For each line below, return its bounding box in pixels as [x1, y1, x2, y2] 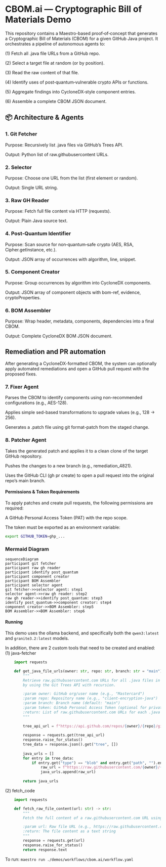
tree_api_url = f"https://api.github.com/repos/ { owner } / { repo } [23, 724, 156, 729]
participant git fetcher [5, 561, 56, 566]
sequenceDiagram [5, 556, 39, 562]
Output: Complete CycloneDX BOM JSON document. [5, 333, 113, 339]
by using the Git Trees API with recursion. [23, 683, 116, 687]
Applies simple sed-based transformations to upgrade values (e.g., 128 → [5, 410, 155, 415]
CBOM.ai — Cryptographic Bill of [5, 3, 142, 15]
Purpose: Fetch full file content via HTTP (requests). [5, 208, 111, 214]
